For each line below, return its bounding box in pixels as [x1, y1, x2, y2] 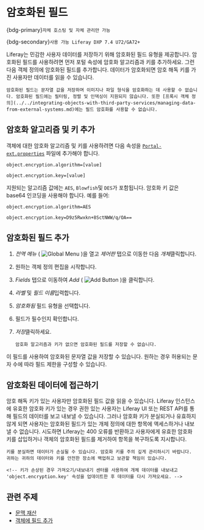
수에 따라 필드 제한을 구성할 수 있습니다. [12, 360, 107, 367]
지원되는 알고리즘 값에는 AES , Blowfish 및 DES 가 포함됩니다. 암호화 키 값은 [6, 184, 179, 191]
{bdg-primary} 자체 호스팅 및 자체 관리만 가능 [6, 26, 111, 34]
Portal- [142, 143, 162, 149]
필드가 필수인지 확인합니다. [15, 315, 79, 322]
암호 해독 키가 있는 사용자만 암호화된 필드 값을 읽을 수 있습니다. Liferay [6, 397, 175, 405]
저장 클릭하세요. [15, 328, 52, 335]
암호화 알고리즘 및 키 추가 [6, 125, 96, 135]
